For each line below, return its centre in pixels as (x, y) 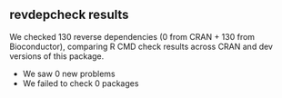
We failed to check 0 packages (81, 83)
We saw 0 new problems (69, 73)
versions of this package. (57, 56)
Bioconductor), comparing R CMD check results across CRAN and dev (141, 46)
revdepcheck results (69, 15)
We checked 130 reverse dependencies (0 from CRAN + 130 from (132, 36)
